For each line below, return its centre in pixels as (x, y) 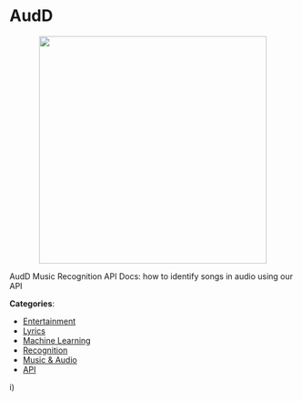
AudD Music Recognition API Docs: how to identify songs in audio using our (151, 276)
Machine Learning (56, 340)
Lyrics (34, 331)
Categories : (32, 303)
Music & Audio (50, 359)
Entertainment (49, 321)
